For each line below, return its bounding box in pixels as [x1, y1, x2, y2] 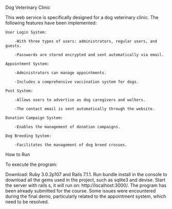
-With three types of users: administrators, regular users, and [14, 39, 158, 44]
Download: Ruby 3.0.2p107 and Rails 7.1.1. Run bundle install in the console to [5, 171, 167, 177]
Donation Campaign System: [5, 115, 63, 120]
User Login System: [5, 30, 47, 35]
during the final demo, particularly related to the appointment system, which [5, 193, 166, 199]
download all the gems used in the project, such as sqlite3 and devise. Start [5, 177, 166, 183]
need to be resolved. [5, 199, 49, 205]
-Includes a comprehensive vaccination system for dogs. [14, 79, 139, 84]
